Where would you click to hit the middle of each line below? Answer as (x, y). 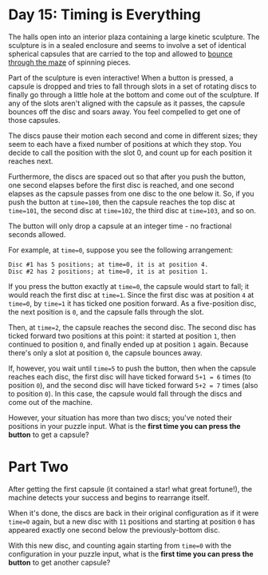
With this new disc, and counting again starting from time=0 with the (120, 545)
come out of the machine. (51, 402)
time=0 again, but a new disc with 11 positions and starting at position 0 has (132, 521)
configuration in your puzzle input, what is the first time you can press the (131, 553)
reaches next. (31, 161)
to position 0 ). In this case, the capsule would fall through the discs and (125, 394)
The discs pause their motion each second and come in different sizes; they (133, 135)
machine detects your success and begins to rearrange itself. (109, 498)
